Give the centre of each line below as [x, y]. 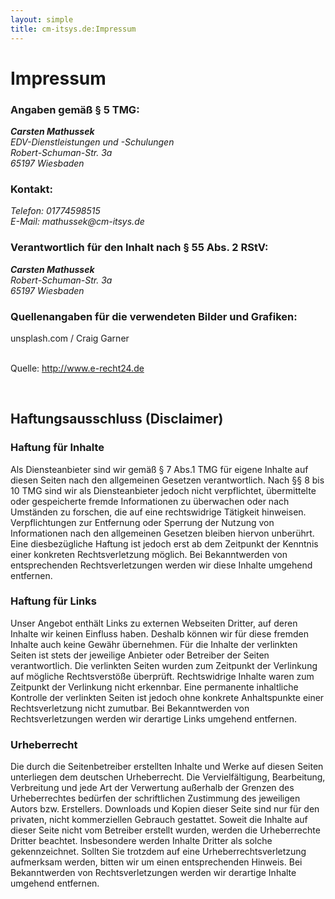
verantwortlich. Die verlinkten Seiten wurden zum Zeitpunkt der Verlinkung [164, 665]
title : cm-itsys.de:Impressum [73, 29]
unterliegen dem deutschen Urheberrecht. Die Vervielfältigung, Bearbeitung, [168, 777]
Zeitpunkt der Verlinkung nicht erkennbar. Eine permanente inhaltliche [154, 687]
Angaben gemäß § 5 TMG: [75, 109]
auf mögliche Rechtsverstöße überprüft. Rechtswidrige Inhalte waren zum [162, 676]
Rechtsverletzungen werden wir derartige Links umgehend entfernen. [154, 718]
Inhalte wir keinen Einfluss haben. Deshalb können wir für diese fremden [160, 633]
